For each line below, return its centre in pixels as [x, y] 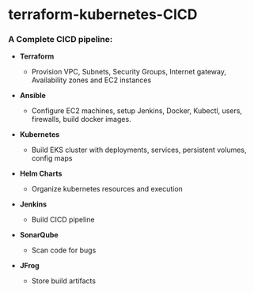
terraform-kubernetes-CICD [103, 15]
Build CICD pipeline [63, 220]
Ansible [32, 96]
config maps [52, 158]
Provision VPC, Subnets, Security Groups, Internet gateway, [129, 72]
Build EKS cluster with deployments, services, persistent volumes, [139, 150]
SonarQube [39, 235]
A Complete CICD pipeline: [61, 40]
